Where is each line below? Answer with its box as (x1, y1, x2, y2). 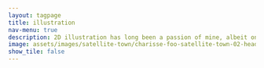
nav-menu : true (8, 26, 58, 34)
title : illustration (8, 19, 76, 27)
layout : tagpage (8, 11, 61, 20)
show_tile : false (8, 48, 65, 55)
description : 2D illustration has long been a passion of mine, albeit (8, 33, 247, 41)
